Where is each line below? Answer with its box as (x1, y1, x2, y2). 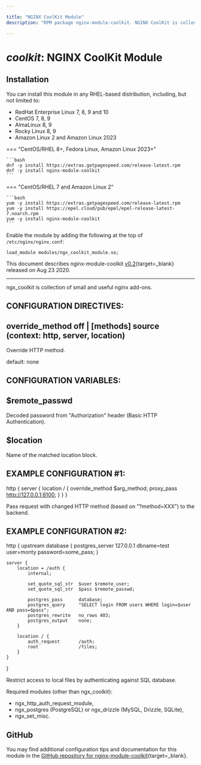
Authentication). (6, 418, 46, 425)
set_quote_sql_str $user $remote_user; (28, 581, 130, 587)
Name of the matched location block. (6, 451, 98, 458)
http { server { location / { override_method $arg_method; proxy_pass (6, 485, 178, 492)
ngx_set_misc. (14, 712, 50, 719)
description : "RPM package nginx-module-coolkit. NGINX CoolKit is (6, 19, 178, 26)
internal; (28, 570, 52, 577)
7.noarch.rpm (6, 210, 39, 216)
